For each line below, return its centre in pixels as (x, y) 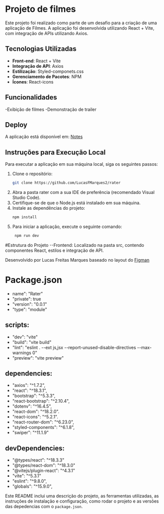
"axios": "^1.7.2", (29, 385)
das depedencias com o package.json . (44, 507)
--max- (144, 347)
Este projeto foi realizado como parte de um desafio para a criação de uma (81, 23)
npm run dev (27, 235)
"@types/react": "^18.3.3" (38, 460)
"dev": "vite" (25, 337)
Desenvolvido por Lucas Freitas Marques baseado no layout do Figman (77, 260)
